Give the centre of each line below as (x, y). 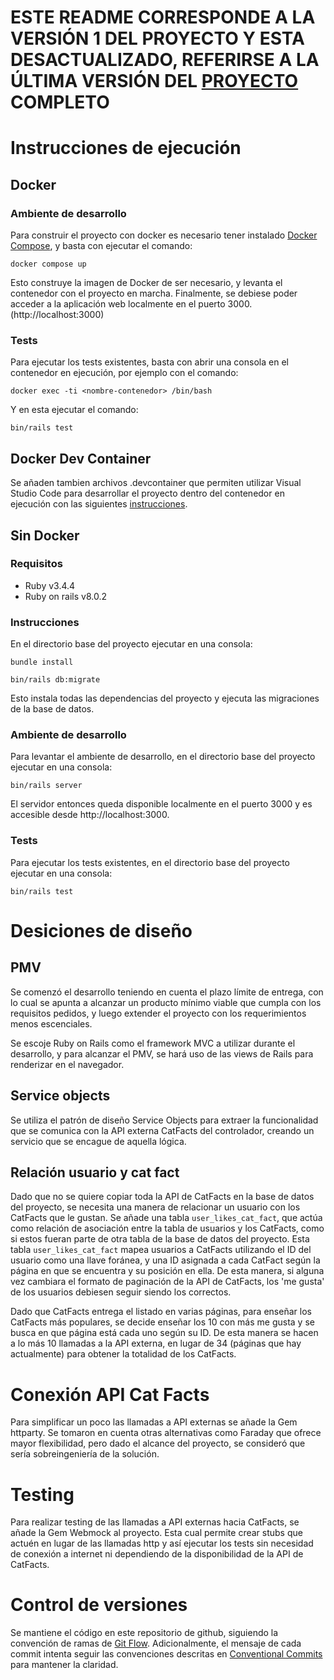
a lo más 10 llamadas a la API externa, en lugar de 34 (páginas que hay (156, 1343)
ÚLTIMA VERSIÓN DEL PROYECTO (154, 81)
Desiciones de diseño (101, 930)
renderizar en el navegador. (67, 1064)
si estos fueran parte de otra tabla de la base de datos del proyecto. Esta (160, 1239)
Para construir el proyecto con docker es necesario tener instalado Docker (164, 235)
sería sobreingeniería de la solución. (85, 1454)
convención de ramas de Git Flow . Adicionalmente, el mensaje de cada (156, 1643)
